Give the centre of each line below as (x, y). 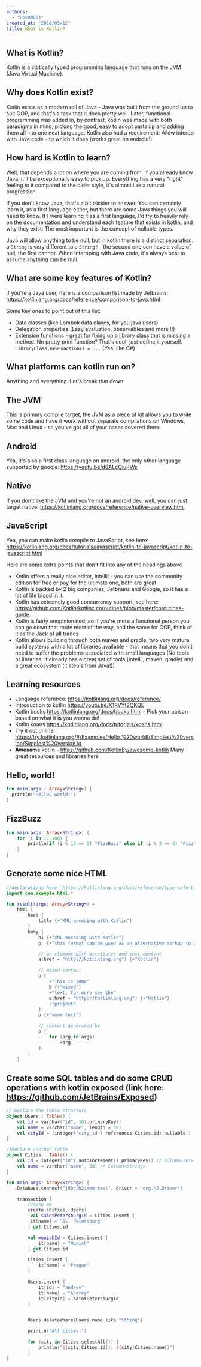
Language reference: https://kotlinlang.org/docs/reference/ (88, 699)
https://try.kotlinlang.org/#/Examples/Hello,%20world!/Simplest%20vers (104, 737)
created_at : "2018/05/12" (38, 23)
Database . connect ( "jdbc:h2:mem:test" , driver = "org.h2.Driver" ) (100, 1188)
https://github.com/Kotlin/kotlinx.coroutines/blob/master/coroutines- (99, 608)
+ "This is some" (69, 982)
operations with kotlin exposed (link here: (85, 1087)
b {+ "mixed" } (65, 987)
